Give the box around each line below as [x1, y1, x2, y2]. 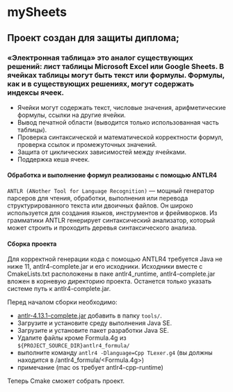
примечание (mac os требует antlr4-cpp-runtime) [17, 363, 163, 372]
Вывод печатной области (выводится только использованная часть [17, 118, 219, 126]
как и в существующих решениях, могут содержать [7, 79, 195, 88]
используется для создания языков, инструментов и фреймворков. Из [7, 209, 218, 217]
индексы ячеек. [7, 88, 65, 97]
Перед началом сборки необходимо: [7, 298, 118, 306]
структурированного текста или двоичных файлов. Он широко [7, 201, 193, 210]
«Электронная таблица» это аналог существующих [7, 53, 193, 63]
